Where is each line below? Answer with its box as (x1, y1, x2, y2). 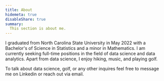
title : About (5, 7, 33, 13)
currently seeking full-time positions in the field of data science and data (5, 51, 155, 57)
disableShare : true (5, 17, 46, 22)
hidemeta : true (5, 12, 37, 17)
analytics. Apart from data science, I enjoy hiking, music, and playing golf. (5, 56, 158, 62)
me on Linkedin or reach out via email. (5, 71, 84, 77)
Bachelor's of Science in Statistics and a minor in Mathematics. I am (5, 45, 145, 51)
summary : (5, 21, 24, 27)
